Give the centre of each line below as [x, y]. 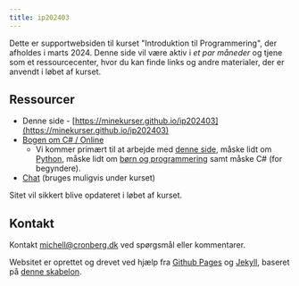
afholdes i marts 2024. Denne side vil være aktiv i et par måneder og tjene [146, 52]
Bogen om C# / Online [63, 140]
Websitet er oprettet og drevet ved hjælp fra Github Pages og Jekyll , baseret [149, 262]
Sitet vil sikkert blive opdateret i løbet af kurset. [96, 195]
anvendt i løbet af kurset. [55, 71]
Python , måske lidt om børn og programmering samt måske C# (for [159, 159]
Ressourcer [42, 100]
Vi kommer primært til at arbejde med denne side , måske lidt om [154, 149]
